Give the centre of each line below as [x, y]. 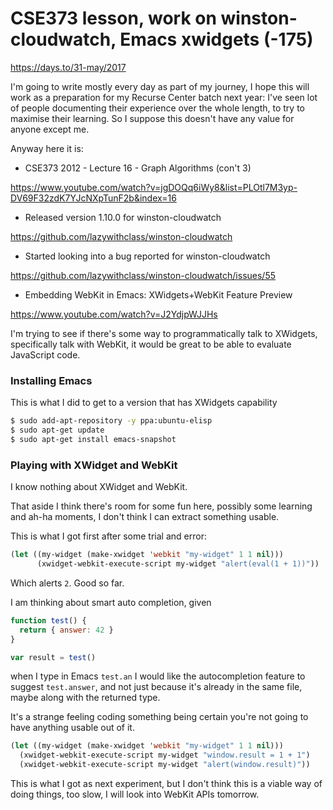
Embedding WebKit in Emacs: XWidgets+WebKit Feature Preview [158, 294]
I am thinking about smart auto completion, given [111, 602]
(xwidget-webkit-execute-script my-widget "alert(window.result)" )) [165, 765]
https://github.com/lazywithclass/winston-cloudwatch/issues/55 [143, 275]
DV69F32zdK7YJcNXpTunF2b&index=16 [93, 198]
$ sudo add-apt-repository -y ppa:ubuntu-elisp [111, 421]
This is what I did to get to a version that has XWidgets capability [144, 403]
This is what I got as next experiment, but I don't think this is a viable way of [166, 784]
